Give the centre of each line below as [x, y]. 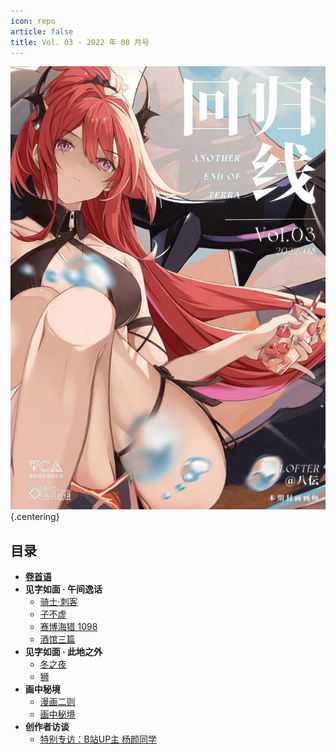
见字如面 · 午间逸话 [63, 589]
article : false [42, 31]
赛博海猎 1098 [68, 627]
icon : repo [33, 21]
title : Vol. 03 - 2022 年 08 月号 [80, 42]
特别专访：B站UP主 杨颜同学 [98, 739]
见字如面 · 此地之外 [63, 652]
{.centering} [35, 517]
